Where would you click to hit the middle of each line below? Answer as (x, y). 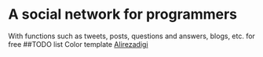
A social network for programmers (123, 14)
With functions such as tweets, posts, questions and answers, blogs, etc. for (131, 36)
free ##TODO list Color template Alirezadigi (78, 44)
